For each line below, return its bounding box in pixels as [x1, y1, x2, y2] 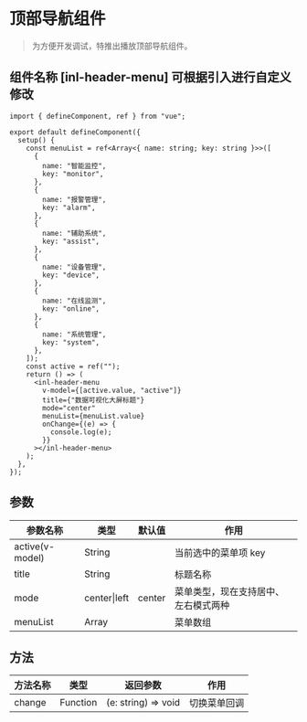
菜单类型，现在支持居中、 [175, 585, 285, 598]
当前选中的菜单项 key [175, 546, 266, 558]
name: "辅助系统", [42, 228, 107, 238]
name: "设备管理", [42, 262, 107, 271]
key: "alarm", [42, 203, 96, 212]
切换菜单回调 [188, 696, 245, 709]
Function [59, 696, 98, 709]
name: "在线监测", [42, 296, 107, 305]
